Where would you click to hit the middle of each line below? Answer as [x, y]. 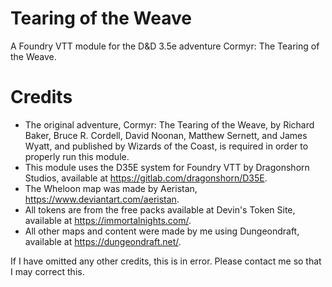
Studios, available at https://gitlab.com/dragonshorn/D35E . [146, 178]
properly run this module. [77, 156]
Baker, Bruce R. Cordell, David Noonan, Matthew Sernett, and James [166, 135]
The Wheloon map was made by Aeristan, [111, 188]
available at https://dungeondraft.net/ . [103, 241]
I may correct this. [47, 271]
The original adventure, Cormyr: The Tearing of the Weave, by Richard [169, 124]
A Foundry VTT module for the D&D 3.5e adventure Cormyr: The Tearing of [165, 46]
